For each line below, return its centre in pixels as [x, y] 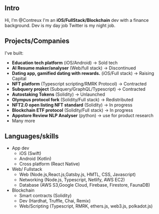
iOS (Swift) [30, 153]
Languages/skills [32, 136]
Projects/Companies [37, 41]
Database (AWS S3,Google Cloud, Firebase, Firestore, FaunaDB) [85, 185]
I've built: [14, 53]
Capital [19, 78]
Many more [24, 121]
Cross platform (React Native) [50, 164]
